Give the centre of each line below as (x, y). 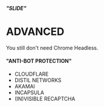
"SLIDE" (16, 8)
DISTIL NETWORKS (38, 80)
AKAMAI (25, 86)
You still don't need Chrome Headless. (52, 48)
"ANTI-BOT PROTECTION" (39, 61)
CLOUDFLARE (32, 74)
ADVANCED (35, 31)
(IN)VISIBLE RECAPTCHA (45, 98)
